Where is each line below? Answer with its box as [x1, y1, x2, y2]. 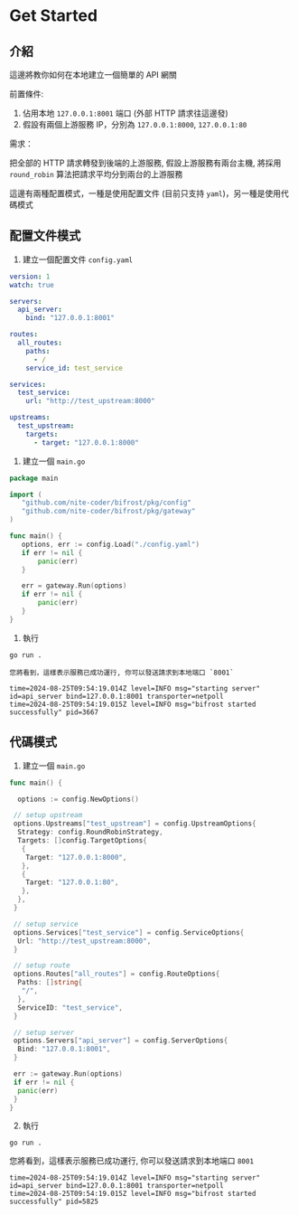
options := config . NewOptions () [17, 795, 140, 804]
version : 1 [9, 272, 51, 281]
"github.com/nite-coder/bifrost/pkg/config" [21, 498, 192, 507]
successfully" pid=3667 [9, 707, 99, 717]
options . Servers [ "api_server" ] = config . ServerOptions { [13, 1036, 228, 1045]
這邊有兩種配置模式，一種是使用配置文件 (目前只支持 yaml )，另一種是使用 [9, 188, 282, 199]
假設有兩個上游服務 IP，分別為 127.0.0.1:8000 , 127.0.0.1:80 [22, 119, 247, 129]
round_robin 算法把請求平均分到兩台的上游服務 [9, 169, 183, 179]
